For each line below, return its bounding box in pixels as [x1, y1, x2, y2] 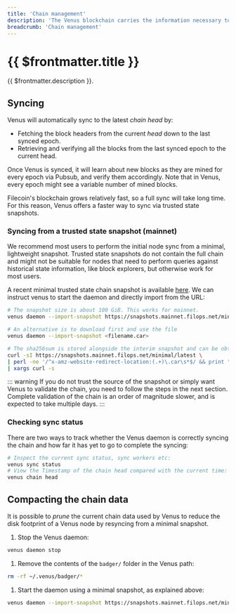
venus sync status [7, 461, 61, 468]
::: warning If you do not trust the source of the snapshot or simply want [7, 377, 216, 386]
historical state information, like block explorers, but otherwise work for [7, 265, 214, 273]
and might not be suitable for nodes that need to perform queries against [7, 257, 218, 265]
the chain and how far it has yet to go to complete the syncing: [7, 440, 188, 449]
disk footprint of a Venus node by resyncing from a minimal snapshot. [7, 520, 209, 528]
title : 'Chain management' [7, 10, 86, 18]
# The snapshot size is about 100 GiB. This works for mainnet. [7, 307, 199, 314]
